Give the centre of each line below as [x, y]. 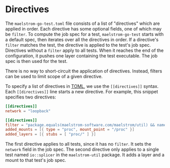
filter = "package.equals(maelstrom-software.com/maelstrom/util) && [80, 125]
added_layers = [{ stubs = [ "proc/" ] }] [51, 135]
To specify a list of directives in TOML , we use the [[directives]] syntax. [82, 86]
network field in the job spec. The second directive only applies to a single [82, 149]
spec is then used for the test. [36, 61]
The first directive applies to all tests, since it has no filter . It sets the [78, 144]
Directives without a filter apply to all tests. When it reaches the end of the [84, 50]
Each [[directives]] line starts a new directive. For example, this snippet [82, 91]
